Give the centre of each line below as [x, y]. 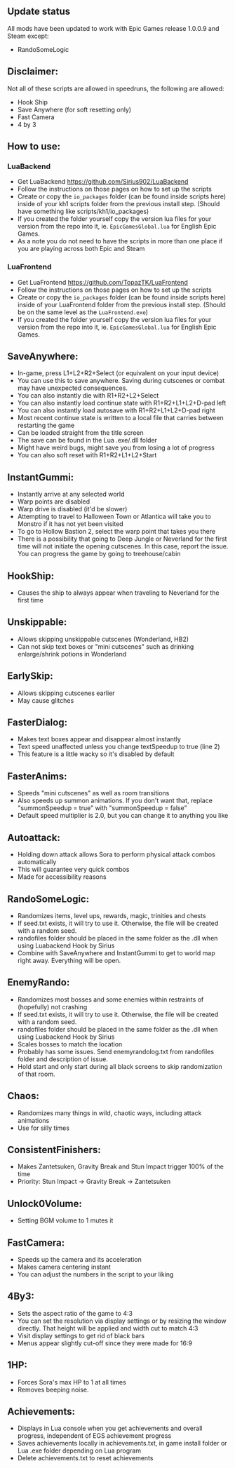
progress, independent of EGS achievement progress [94, 1436]
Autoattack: [34, 837]
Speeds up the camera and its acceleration [79, 1259]
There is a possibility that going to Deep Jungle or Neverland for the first [122, 539]
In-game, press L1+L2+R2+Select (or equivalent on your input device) [118, 373]
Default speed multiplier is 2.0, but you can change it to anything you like [123, 816]
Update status [39, 12]
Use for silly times [43, 1128]
